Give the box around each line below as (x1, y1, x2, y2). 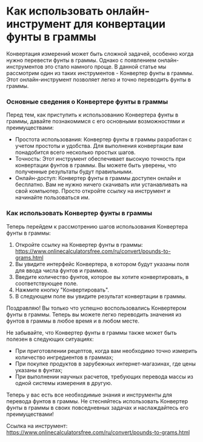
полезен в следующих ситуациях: (6, 335, 94, 343)
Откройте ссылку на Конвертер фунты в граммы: (15, 241, 144, 248)
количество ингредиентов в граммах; (15, 353, 114, 361)
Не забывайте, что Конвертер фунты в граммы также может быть (6, 329, 177, 336)
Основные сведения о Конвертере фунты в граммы (6, 97, 168, 105)
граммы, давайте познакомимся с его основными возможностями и (6, 118, 185, 125)
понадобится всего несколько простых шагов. (15, 149, 136, 156)
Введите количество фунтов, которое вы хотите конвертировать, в (15, 273, 189, 280)
